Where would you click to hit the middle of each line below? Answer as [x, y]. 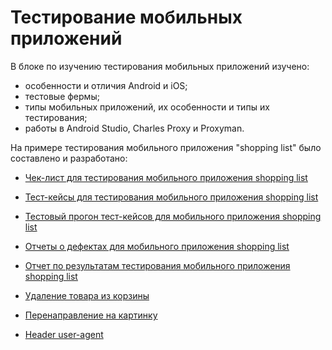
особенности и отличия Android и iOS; [106, 85]
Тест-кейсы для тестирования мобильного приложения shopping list [171, 197]
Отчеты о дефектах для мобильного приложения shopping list [157, 246]
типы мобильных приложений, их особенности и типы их [147, 107]
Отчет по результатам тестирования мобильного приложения [157, 265]
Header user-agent [64, 334]
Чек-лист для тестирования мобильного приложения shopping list [166, 177]
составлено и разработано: [69, 158]
